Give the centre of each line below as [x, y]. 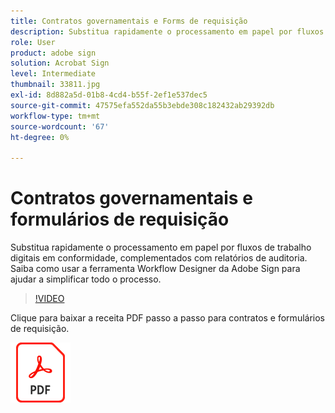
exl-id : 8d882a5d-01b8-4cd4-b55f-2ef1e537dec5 [109, 95]
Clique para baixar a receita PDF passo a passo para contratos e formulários [167, 318]
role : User [33, 42]
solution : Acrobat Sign [60, 63]
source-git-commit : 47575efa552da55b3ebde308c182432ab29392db [142, 105]
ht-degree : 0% [40, 137]
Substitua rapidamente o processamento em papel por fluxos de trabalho [161, 247]
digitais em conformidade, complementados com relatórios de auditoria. [159, 258]
